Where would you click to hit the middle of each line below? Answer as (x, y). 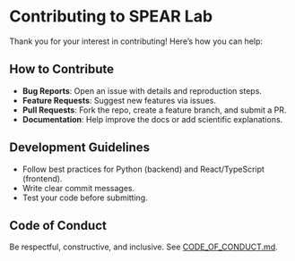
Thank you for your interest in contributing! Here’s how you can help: (136, 41)
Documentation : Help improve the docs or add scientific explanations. (152, 119)
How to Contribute (62, 69)
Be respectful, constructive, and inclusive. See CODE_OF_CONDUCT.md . (143, 247)
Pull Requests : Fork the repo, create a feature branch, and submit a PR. (154, 110)
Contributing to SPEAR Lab (111, 17)
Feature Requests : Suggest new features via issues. (119, 100)
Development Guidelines (80, 148)
